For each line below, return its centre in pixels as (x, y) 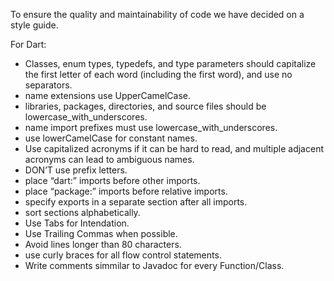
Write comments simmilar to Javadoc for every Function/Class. (154, 265)
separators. (48, 85)
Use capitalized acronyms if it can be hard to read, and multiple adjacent (174, 148)
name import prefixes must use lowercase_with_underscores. (151, 127)
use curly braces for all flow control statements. (123, 255)
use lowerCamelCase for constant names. (111, 138)
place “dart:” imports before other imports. (112, 180)
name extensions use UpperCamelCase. (108, 95)
